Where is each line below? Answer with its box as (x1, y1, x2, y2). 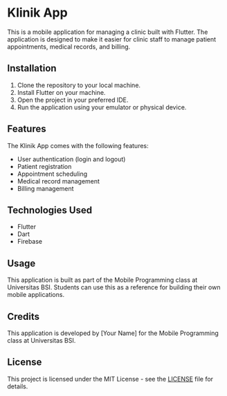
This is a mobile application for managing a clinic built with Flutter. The (7, 28, 208, 36)
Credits (7, 310, 40, 323)
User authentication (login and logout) (17, 154, 126, 163)
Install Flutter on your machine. (17, 88, 106, 96)
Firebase (17, 237, 43, 246)
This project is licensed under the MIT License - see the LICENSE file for (7, 375, 213, 383)
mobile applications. (7, 291, 64, 299)
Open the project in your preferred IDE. (17, 96, 129, 104)
